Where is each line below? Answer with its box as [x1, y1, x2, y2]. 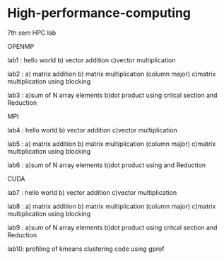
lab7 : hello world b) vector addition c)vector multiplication [7, 188, 177, 196]
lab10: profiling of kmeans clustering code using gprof [7, 244, 165, 253]
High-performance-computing [7, 5, 191, 21]
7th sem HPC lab [7, 28, 57, 37]
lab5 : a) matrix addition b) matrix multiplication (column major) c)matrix [7, 140, 216, 148]
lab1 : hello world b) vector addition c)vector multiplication [7, 55, 176, 64]
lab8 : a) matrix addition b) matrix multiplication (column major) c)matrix [7, 202, 216, 210]
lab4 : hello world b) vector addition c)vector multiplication [7, 125, 178, 134]
